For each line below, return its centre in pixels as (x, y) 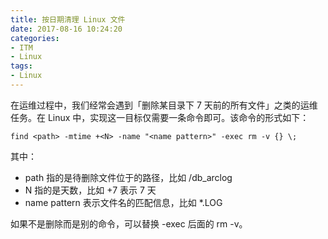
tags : (21, 66)
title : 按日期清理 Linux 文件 (68, 19)
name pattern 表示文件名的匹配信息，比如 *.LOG (123, 202)
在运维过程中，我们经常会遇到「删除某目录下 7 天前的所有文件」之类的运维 (164, 105)
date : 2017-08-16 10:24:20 (66, 29)
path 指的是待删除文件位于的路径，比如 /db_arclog (128, 177)
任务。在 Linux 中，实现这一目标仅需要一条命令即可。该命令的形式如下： (160, 117)
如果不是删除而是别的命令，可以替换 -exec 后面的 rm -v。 (129, 223)
